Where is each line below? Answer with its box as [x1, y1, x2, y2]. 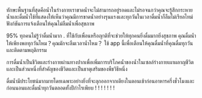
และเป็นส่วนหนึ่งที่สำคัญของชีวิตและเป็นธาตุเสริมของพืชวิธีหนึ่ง [6, 65, 128, 73]
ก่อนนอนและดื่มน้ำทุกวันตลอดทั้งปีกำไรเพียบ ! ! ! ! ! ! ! [6, 84, 115, 91]
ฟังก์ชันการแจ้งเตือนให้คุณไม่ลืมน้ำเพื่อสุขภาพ [6, 20, 95, 27]
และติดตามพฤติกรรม [6, 47, 47, 53]
